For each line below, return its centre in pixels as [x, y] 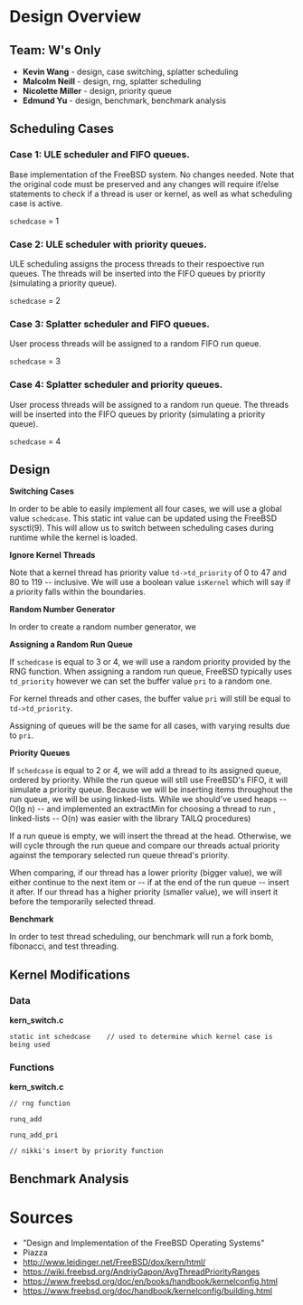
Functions [32, 1067]
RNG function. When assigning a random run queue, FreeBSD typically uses [151, 672]
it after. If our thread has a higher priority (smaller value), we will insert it [144, 892]
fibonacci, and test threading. [64, 946]
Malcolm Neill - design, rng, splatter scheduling [112, 81]
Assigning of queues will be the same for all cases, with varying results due [150, 726]
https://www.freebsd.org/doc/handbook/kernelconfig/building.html [147, 1291]
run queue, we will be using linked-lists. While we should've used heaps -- [148, 799]
